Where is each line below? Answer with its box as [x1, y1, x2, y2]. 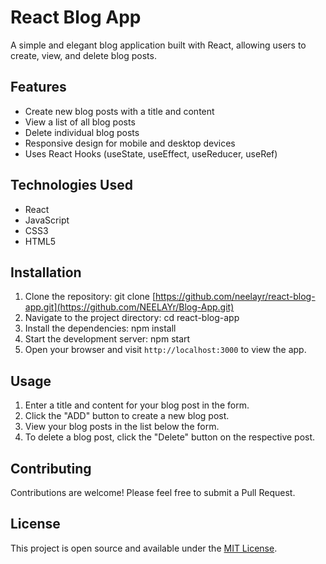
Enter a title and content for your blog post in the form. [24, 399, 250, 411]
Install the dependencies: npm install [24, 322, 177, 335]
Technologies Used [10, 177, 133, 194]
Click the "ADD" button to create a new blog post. [24, 410, 230, 422]
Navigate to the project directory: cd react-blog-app [24, 312, 240, 324]
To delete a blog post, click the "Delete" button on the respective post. [24, 431, 316, 443]
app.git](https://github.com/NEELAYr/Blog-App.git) [24, 301, 235, 313]
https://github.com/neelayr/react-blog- [155, 291, 316, 303]
